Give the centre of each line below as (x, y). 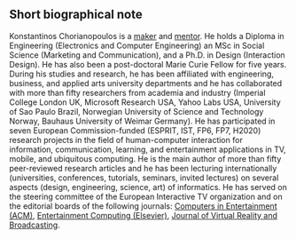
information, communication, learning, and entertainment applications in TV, (148, 149)
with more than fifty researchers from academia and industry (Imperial (137, 92)
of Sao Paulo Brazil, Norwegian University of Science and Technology (136, 111)
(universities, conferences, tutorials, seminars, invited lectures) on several (144, 178)
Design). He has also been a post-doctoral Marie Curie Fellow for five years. (148, 64)
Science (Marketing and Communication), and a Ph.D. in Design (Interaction (147, 55)
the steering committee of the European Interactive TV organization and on (146, 196)
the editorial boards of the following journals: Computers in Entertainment (143, 206)
